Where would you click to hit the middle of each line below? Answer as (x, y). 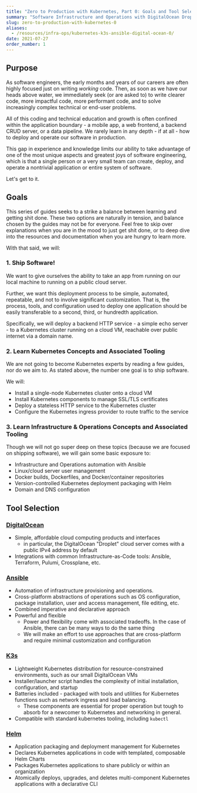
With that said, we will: (33, 248)
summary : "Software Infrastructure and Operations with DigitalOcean (93, 17)
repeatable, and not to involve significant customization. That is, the (88, 300)
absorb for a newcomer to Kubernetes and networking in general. (102, 712)
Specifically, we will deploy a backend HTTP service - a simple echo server (97, 323)
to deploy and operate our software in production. (66, 137)
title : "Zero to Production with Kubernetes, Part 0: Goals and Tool (93, 11)
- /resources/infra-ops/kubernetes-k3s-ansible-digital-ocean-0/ (93, 33)
